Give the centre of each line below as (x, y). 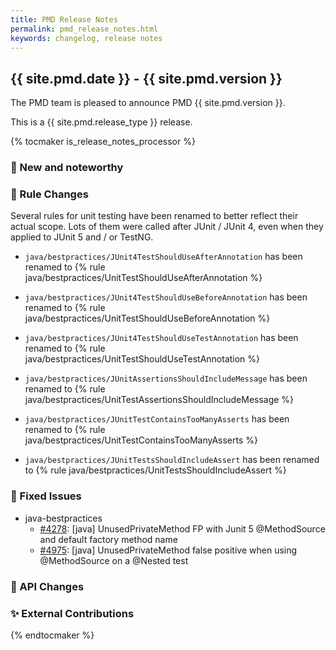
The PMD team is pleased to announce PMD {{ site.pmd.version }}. (148, 103)
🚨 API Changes (47, 586)
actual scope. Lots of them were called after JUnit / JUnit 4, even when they (167, 227)
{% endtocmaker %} (52, 635)
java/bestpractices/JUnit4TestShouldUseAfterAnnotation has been (163, 257)
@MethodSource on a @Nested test (114, 560)
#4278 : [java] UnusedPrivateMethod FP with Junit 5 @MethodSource (182, 528)
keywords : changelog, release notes (86, 38)
